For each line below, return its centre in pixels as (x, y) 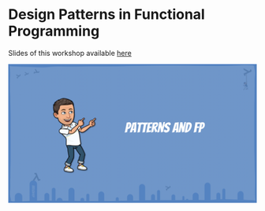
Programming (54, 31)
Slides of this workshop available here (70, 53)
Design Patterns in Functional (106, 15)
